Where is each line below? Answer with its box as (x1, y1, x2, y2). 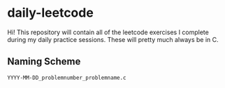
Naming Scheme (7, 56, 81, 68)
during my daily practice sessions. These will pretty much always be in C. (7, 35, 219, 43)
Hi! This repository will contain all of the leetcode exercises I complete (7, 28, 210, 36)
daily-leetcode (7, 5, 94, 21)
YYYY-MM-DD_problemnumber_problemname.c (7, 74, 127, 81)
